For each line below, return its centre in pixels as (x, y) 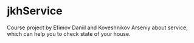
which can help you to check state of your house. (69, 33)
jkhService (35, 11)
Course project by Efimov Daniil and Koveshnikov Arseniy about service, (97, 27)
